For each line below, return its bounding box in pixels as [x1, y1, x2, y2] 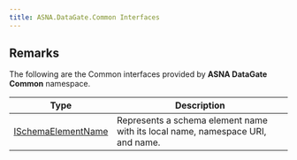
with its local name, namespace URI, [116, 126, 267, 138]
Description [175, 99, 225, 111]
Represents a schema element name [116, 114, 268, 126]
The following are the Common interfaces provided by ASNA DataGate [9, 69, 268, 80]
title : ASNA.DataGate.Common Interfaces [9, 12, 161, 22]
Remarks [9, 46, 60, 61]
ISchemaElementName [13, 126, 109, 138]
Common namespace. [9, 79, 91, 89]
